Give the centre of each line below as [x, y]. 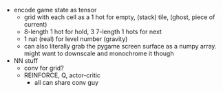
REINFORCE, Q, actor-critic [62, 75]
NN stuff [25, 61]
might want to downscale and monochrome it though [99, 53]
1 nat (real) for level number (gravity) [76, 39]
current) [35, 24]
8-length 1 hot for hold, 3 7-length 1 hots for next [93, 31]
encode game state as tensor [55, 10]
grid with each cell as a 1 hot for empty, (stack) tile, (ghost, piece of [119, 17]
